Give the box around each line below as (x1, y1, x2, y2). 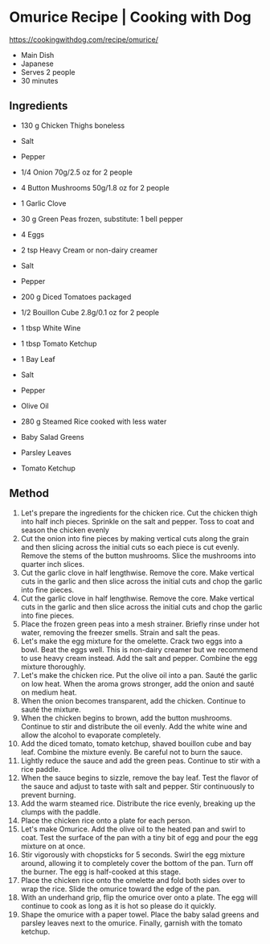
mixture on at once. (20, 841, 86, 851)
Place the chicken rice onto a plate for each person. (20, 815, 192, 825)
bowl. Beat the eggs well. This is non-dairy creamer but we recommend (20, 644, 258, 655)
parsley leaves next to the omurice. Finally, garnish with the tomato (20, 917, 243, 928)
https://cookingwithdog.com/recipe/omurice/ (9, 35, 159, 44)
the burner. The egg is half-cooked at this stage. (20, 867, 182, 876)
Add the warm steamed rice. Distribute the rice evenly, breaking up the (20, 798, 256, 808)
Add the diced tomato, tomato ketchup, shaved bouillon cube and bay (20, 738, 252, 748)
